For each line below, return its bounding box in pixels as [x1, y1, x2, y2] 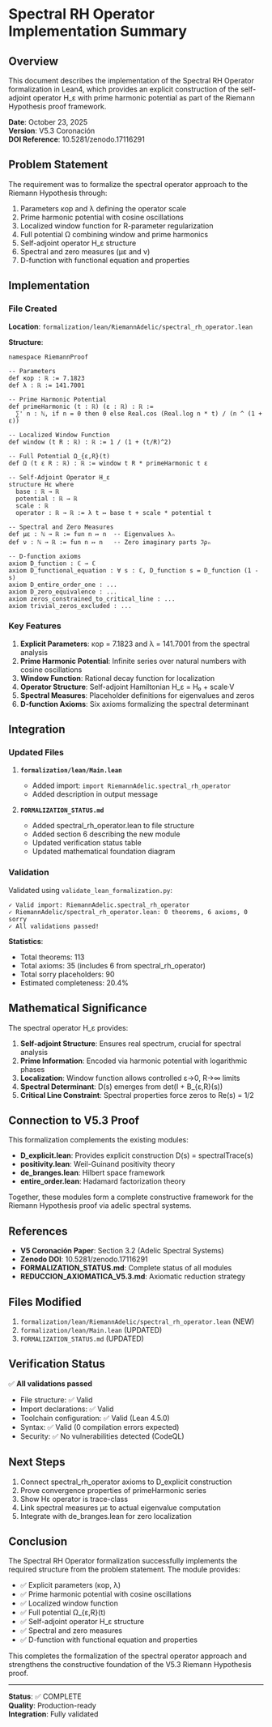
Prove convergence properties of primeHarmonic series [19, 1485, 206, 1495]
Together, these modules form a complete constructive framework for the [8, 1192, 253, 1202]
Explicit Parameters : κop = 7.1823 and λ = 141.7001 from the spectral [19, 639, 250, 649]
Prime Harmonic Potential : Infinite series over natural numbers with [19, 656, 247, 666]
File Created [8, 303, 57, 314]
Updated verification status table [32, 838, 142, 848]
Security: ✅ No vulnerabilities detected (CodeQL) [19, 1431, 185, 1441]
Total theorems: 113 [19, 952, 85, 962]
